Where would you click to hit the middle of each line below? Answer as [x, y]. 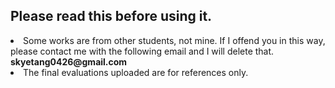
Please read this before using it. [111, 16]
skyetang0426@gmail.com [69, 61]
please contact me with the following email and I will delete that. [142, 51]
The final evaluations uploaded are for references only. [136, 72]
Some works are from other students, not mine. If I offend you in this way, [174, 40]
